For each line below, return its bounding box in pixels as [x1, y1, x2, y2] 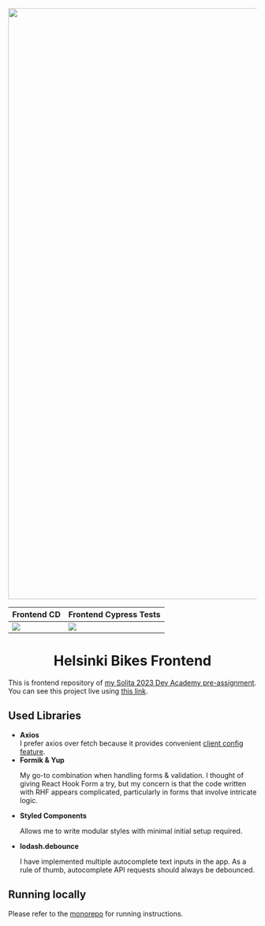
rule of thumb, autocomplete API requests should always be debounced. [19, 865, 255, 874]
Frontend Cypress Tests [68, 609, 161, 619]
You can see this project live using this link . [8, 686, 148, 696]
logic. [19, 795, 38, 805]
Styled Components [19, 811, 87, 820]
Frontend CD [12, 609, 61, 619]
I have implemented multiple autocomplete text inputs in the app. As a [19, 857, 247, 866]
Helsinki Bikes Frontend [53, 652, 212, 670]
